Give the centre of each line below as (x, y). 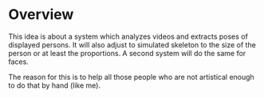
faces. (19, 62)
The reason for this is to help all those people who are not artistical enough (132, 77)
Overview (41, 15)
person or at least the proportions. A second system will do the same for (127, 53)
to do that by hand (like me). (55, 85)
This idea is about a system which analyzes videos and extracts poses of (128, 36)
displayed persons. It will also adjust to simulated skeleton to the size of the (132, 44)
